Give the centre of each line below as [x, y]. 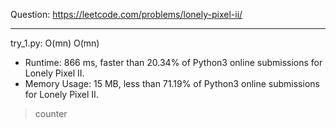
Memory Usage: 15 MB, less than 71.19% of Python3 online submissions [172, 83]
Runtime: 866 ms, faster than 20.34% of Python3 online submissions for [173, 62]
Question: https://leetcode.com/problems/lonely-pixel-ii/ [126, 14]
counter [51, 113]
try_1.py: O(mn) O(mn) [55, 43]
